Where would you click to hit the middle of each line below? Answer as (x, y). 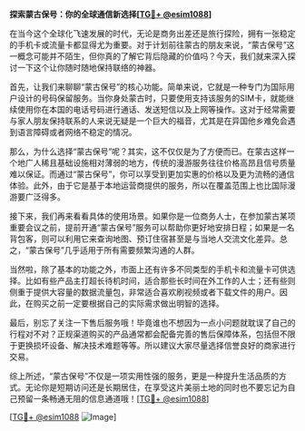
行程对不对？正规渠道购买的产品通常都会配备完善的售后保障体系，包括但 (144, 334)
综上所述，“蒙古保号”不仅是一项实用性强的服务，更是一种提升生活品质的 (144, 376)
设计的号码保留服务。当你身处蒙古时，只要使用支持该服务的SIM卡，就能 (152, 98)
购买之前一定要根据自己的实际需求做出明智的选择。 (128, 304)
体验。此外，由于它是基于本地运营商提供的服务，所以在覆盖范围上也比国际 (148, 186)
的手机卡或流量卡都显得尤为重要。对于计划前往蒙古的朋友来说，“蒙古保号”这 (152, 45)
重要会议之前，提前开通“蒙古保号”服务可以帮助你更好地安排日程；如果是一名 (152, 227)
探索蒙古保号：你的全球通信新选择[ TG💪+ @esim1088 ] (111, 14)
